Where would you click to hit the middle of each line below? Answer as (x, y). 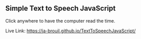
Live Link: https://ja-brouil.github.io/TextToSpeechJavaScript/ (70, 31)
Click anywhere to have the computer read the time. (60, 21)
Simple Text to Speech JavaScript (60, 8)
